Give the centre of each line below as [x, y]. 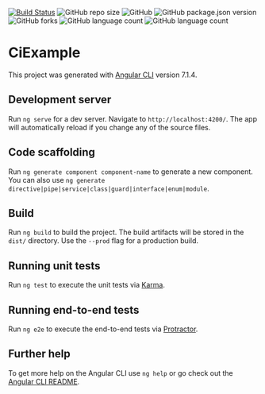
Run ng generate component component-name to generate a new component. [131, 172]
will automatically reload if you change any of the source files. [109, 127]
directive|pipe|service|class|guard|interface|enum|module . [109, 188]
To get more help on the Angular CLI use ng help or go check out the [121, 373]
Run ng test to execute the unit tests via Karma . [86, 285]
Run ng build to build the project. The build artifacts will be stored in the [126, 232]
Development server [60, 100]
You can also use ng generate [57, 180]
